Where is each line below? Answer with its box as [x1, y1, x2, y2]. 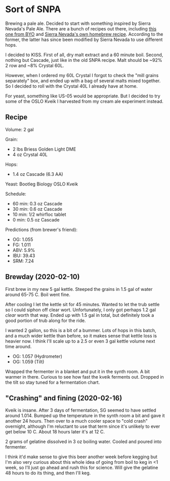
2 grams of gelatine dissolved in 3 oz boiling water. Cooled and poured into [5, 438, 162, 445]
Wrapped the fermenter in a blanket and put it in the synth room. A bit [5, 368, 150, 375]
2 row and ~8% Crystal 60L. [5, 62, 64, 68]
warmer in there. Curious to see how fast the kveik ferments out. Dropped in [5, 374, 164, 380]
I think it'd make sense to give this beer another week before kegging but [5, 454, 158, 460]
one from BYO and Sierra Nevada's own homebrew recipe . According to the [5, 31, 163, 37]
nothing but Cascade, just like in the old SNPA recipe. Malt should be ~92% [5, 57, 163, 63]
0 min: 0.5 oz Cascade [12, 216, 60, 223]
